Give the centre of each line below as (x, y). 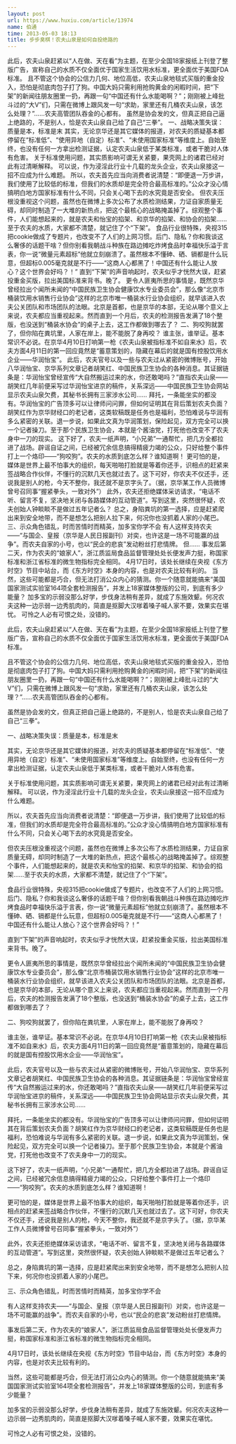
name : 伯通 (22, 27)
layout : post (26, 14)
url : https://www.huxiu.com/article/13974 (70, 20)
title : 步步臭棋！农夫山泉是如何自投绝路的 (63, 40)
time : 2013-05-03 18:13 (42, 33)
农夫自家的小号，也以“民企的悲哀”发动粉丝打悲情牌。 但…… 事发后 (124, 544)
